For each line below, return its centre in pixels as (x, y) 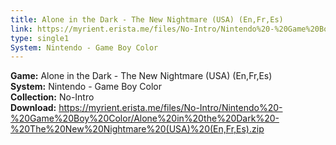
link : (21, 29)
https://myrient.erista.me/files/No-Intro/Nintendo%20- (170, 108)
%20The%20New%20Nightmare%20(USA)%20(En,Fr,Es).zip (137, 129)
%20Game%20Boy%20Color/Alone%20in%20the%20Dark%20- (145, 118)
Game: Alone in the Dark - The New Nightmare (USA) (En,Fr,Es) (141, 76)
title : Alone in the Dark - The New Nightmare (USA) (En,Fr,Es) (147, 19)
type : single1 (40, 38)
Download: (33, 108)
